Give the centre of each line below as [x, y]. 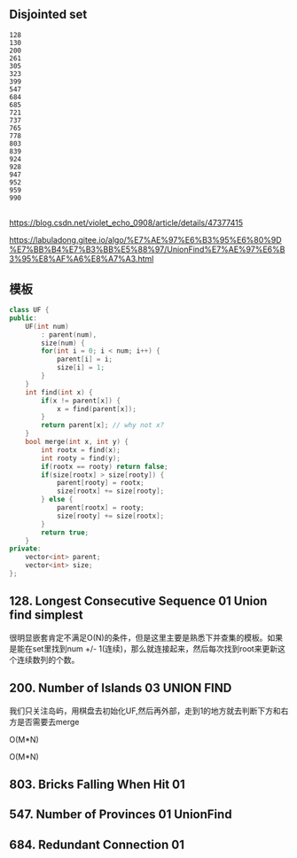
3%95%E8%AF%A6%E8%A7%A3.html [82, 259]
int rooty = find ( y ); [81, 458]
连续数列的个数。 [48, 659]
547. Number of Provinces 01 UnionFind [121, 815]
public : [23, 318]
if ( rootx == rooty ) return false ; [105, 466]
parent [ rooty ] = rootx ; [100, 483]
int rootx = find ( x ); [81, 450]
